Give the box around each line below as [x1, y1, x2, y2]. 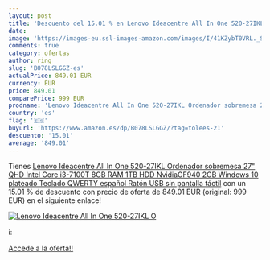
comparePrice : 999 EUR [8, 94, 84, 102]
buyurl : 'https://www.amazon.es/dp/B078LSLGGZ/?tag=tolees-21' [8, 124, 225, 132]
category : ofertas [8, 49, 70, 57]
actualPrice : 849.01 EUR [8, 72, 92, 80]
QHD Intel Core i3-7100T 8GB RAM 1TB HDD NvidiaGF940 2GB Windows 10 [8, 170, 259, 180]
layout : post [8, 11, 52, 20]
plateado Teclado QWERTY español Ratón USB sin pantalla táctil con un [8, 178, 247, 188]
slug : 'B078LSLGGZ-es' [8, 64, 84, 72]
